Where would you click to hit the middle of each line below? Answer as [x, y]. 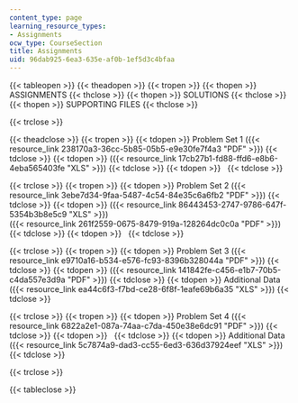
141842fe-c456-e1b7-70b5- [230, 270]
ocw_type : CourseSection [56, 43]
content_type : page [46, 18]
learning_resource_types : [58, 26]
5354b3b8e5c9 [38, 214]
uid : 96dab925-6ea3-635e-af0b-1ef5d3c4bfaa [92, 60]
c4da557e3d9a [37, 279]
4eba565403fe [37, 168]
